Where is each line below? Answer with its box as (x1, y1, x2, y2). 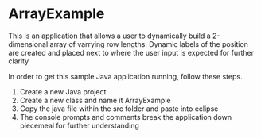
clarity (8, 56, 29, 66)
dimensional (8, 39, 49, 48)
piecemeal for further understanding (19, 121, 139, 130)
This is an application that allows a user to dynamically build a (8, 31, 211, 40)
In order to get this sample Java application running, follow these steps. (8, 71, 243, 81)
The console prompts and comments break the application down (19, 112, 232, 121)
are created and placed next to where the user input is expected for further (8, 48, 255, 57)
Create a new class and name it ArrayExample (19, 95, 171, 105)
